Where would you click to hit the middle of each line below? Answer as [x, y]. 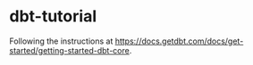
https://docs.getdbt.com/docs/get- [179, 41]
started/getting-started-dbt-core [69, 50]
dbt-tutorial [53, 16]
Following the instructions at [61, 41]
